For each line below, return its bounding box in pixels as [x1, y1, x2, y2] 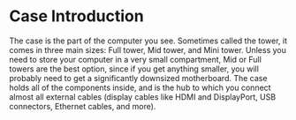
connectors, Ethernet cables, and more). [9, 101, 156, 111]
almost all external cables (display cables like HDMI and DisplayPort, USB [9, 91, 277, 102]
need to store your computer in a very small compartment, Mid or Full [9, 54, 262, 64]
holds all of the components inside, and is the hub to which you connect [9, 82, 271, 93]
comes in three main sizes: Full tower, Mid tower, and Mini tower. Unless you [9, 44, 287, 55]
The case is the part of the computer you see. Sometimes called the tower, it [9, 35, 288, 46]
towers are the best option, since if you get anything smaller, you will [9, 64, 259, 74]
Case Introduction [9, 6, 144, 26]
